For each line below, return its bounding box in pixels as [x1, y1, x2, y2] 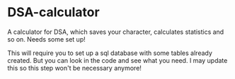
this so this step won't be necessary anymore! [7, 63, 142, 72]
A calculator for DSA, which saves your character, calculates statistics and [7, 28, 224, 36]
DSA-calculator [7, 4, 101, 20]
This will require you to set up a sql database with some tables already [7, 49, 212, 57]
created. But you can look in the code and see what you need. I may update [7, 56, 228, 64]
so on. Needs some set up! [7, 35, 86, 43]
